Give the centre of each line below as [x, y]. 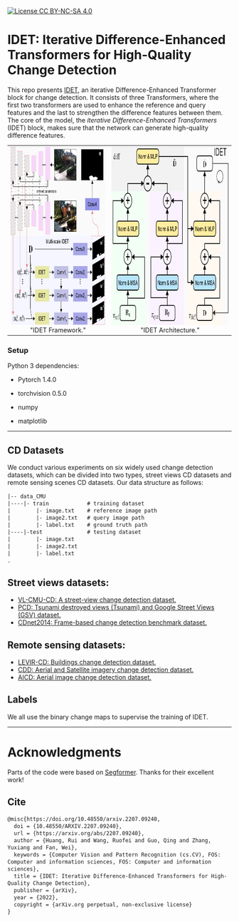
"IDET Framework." [58, 330]
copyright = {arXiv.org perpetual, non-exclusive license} [103, 905]
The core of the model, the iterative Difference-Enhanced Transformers [112, 120]
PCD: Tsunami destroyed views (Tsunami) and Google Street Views [116, 608]
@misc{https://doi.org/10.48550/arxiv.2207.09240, [84, 819]
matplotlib [32, 421]
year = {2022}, [36, 898]
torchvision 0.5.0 [42, 394]
